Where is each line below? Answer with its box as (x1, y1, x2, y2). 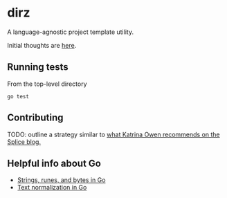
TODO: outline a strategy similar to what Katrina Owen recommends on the (7, 130, 220, 138)
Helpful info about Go (7, 157, 102, 169)
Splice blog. (7, 137, 42, 146)
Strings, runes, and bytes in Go (17, 176, 106, 184)
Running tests (7, 61, 69, 73)
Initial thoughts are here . (7, 41, 77, 49)
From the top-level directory (7, 80, 88, 88)
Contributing (7, 112, 64, 124)
